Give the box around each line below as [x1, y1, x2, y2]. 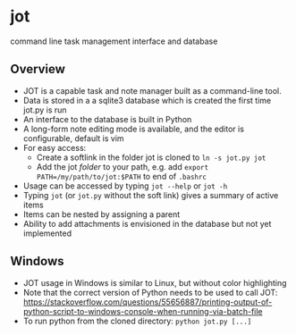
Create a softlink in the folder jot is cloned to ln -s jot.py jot [36, 152, 266, 163]
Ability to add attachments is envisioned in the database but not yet [22, 218, 272, 229]
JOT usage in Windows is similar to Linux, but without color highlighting [22, 277, 287, 288]
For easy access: [22, 142, 87, 153]
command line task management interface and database [10, 36, 218, 46]
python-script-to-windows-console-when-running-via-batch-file [22, 306, 263, 316]
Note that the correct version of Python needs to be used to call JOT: [22, 287, 278, 297]
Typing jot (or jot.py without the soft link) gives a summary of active [22, 189, 279, 200]
